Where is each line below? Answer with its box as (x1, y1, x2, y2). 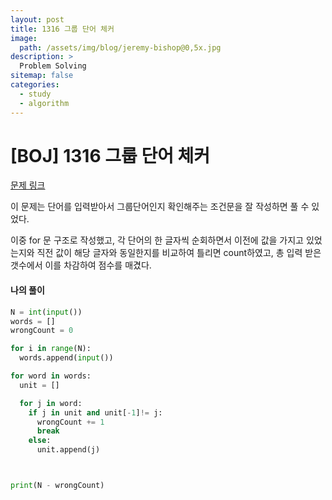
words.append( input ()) (19, 353, 114, 363)
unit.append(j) (36, 445, 101, 455)
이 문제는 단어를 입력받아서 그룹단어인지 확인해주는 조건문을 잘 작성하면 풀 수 (10, 201, 310, 213)
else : (28, 436, 52, 446)
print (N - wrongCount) (10, 481, 105, 491)
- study (19, 89, 52, 99)
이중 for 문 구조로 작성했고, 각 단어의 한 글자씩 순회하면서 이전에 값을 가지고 (10, 234, 304, 246)
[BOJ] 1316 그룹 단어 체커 (10, 144, 211, 167)
